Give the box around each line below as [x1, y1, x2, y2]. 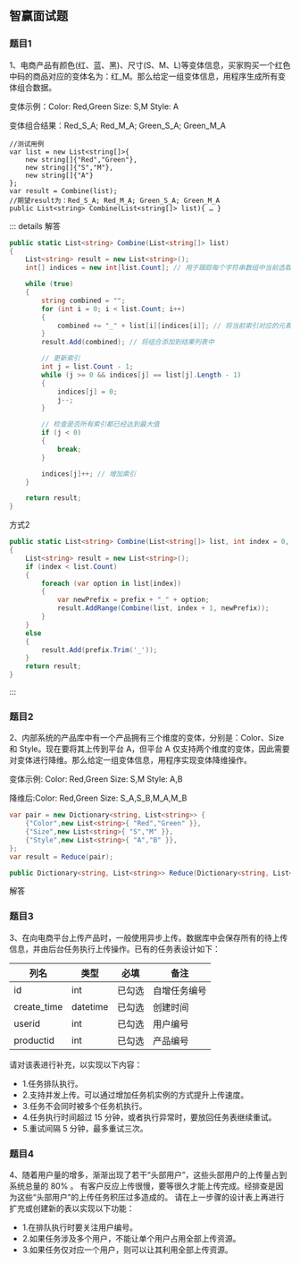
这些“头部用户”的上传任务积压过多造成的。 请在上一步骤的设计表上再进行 [16, 1192, 285, 1203]
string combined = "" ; [41, 296, 126, 305]
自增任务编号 [153, 984, 207, 996]
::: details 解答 [9, 220, 61, 231]
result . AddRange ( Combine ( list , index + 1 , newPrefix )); [56, 604, 270, 613]
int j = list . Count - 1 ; [41, 362, 134, 371]
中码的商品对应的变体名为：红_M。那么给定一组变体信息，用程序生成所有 [9, 71, 279, 81]
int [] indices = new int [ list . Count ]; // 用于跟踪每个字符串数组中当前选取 [25, 263, 292, 273]
